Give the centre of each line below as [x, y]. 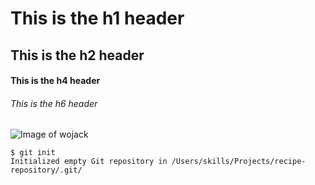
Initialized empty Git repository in [89, 162]
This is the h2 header [77, 55]
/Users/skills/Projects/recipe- [239, 162]
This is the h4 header [55, 81]
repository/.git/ [46, 170]
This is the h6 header [54, 103]
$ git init [33, 153]
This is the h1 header [97, 18]
